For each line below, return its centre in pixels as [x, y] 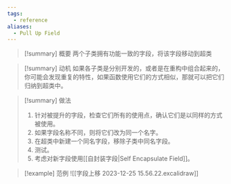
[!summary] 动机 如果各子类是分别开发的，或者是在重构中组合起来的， [124, 68]
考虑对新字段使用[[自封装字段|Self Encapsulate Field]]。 [114, 159]
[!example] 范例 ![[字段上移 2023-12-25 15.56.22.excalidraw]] [111, 174]
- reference [31, 20]
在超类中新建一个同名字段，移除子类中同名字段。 [104, 141]
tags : [15, 14]
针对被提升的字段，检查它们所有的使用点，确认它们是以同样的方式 [128, 115]
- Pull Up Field [37, 33]
